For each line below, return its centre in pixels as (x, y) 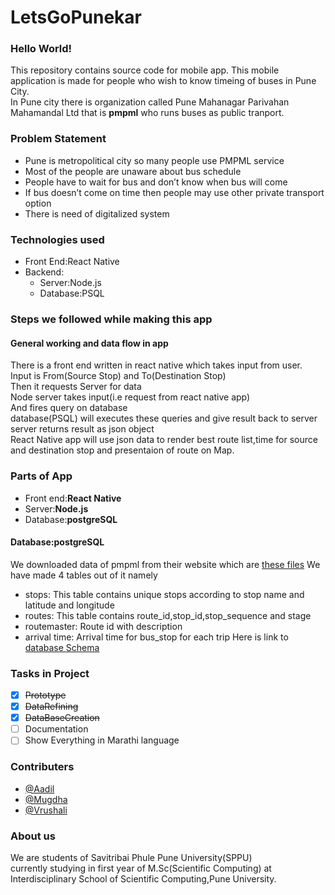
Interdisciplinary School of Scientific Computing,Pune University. (143, 878)
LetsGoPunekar (76, 17)
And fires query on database (69, 408)
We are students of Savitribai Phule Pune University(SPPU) (131, 857)
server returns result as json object (82, 429)
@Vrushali (46, 810)
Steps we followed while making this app (111, 319)
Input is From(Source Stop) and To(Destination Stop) (118, 376)
